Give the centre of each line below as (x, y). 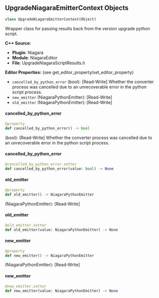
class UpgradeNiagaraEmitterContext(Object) (51, 19)
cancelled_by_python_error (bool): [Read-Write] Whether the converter (83, 82)
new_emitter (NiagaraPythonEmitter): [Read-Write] (62, 97)
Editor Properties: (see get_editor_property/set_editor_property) (70, 72)
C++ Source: (18, 43)
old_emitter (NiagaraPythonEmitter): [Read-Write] (62, 102)
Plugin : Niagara (28, 53)
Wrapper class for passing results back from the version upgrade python (78, 28)
